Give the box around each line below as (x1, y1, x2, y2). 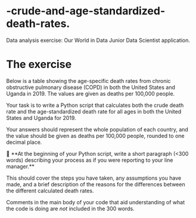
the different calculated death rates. (6, 187, 94, 194)
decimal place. (6, 139, 42, 146)
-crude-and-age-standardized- (6, 4, 166, 18)
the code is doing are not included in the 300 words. (6, 205, 135, 212)
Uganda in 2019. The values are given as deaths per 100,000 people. (6, 90, 175, 97)
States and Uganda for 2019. (6, 114, 76, 121)
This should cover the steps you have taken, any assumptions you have (6, 174, 182, 182)
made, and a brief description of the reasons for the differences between (6, 180, 186, 188)
